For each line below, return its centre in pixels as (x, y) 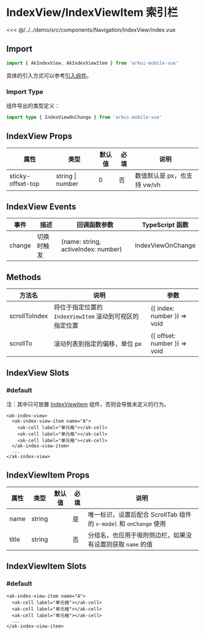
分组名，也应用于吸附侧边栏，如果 (137, 535)
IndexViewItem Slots (46, 566)
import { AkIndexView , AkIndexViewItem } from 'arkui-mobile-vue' (92, 63)
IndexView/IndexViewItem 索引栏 (92, 13)
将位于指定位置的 (78, 307)
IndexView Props (39, 136)
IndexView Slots (38, 373)
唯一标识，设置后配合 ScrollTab (133, 514)
